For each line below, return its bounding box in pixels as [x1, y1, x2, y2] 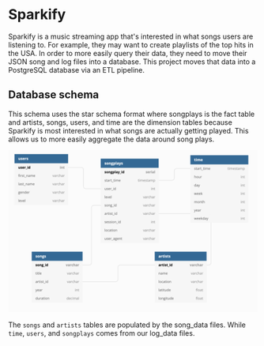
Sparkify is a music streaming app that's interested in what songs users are [8, 32, 254, 41]
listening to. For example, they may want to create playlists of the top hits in [8, 39, 255, 49]
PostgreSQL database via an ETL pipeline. [8, 65, 145, 74]
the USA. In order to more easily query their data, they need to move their [8, 48, 247, 58]
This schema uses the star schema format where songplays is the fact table [8, 109, 255, 118]
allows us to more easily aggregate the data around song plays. [8, 134, 215, 144]
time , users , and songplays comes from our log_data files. [8, 328, 195, 337]
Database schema [8, 88, 100, 102]
